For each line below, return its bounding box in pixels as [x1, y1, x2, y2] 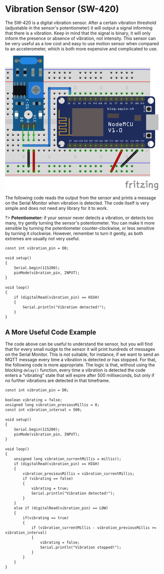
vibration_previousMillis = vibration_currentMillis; [23, 471, 135, 476]
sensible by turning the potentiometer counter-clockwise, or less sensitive [5, 225, 155, 231]
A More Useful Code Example [5, 328, 96, 336]
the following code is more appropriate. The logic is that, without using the [5, 362, 155, 368]
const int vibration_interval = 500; [5, 407, 82, 412]
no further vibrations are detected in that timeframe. [5, 377, 110, 384]
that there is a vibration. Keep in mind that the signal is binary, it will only [5, 30, 151, 36]
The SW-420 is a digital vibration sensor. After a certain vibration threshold [5, 20, 157, 26]
